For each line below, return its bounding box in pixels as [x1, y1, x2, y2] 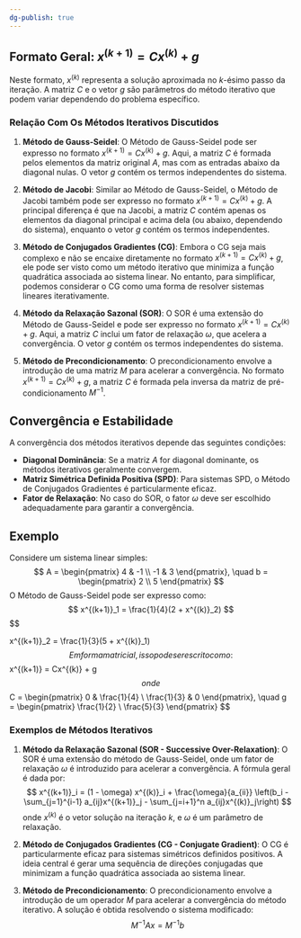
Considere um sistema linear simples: [9, 552, 148, 563]
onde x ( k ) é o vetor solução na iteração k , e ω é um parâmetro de [22, 810, 263, 823]
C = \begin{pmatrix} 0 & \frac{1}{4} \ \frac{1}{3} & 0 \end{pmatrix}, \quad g [9, 692, 288, 702]
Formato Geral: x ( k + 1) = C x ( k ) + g [9, 47, 199, 65]
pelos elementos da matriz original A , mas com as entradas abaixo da [22, 157, 280, 168]
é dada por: [22, 773, 66, 783]
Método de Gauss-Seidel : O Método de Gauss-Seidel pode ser [22, 137, 258, 147]
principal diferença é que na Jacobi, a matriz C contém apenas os [22, 204, 267, 216]
